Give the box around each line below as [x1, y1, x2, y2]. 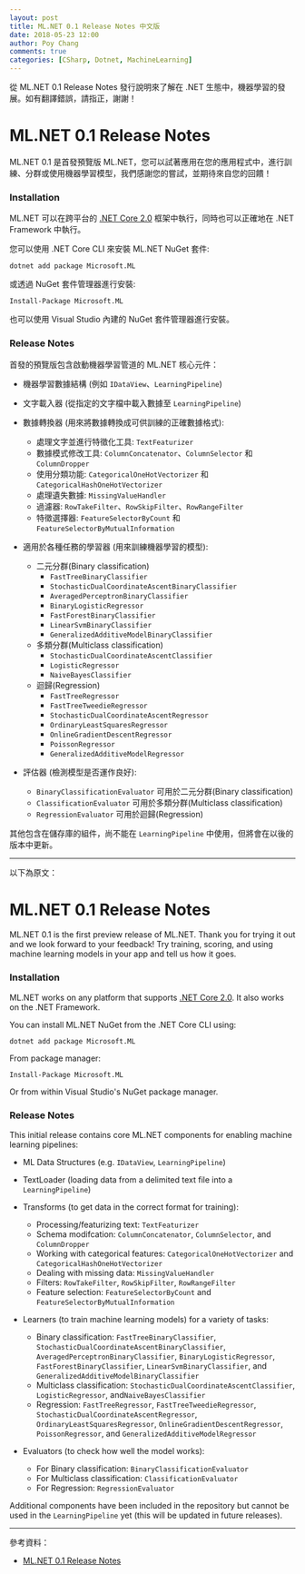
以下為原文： [9, 866, 57, 877]
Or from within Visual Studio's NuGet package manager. [9, 1086, 219, 1097]
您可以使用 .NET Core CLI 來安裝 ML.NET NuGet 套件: [9, 243, 210, 254]
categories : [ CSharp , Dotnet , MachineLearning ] [9, 55, 193, 64]
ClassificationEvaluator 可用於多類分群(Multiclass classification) [35, 797, 283, 808]
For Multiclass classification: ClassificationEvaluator [35, 1473, 239, 1484]
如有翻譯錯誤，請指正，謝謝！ [25, 93, 137, 104]
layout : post [9, 13, 59, 23]
